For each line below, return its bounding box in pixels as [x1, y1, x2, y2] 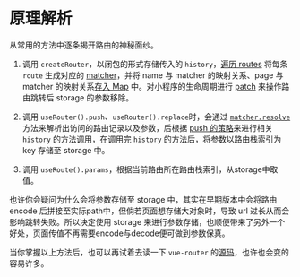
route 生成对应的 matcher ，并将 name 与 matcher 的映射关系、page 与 [21, 69, 284, 81]
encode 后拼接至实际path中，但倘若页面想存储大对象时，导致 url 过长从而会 [9, 205, 289, 216]
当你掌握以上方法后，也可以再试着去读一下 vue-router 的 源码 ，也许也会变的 [9, 247, 289, 257]
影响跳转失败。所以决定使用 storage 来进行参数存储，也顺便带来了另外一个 [9, 216, 285, 227]
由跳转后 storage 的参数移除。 [21, 91, 134, 103]
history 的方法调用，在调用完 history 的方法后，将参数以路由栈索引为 [21, 134, 282, 144]
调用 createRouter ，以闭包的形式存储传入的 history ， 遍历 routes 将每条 [21, 58, 288, 69]
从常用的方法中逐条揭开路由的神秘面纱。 [9, 39, 159, 50]
